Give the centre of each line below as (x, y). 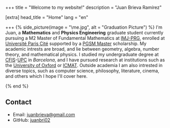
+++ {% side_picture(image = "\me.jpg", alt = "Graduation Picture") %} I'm (84, 27)
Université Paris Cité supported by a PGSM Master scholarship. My (76, 44)
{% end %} (17, 86)
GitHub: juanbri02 (31, 120)
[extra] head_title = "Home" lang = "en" (47, 17)
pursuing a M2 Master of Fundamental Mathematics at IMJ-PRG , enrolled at (85, 38)
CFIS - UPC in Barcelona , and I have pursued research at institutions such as (85, 60)
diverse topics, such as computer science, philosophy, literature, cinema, (82, 71)
